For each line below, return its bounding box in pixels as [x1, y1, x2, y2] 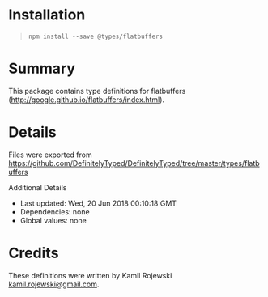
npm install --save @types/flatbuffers [28, 32, 164, 40]
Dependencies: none [19, 206, 91, 216]
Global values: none [19, 215, 87, 225]
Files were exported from [8, 150, 92, 159]
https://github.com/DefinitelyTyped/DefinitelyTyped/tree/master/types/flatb [8, 158, 261, 168]
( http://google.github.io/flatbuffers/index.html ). [8, 95, 164, 104]
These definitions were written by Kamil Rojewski [8, 270, 172, 280]
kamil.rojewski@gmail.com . [8, 279, 100, 289]
